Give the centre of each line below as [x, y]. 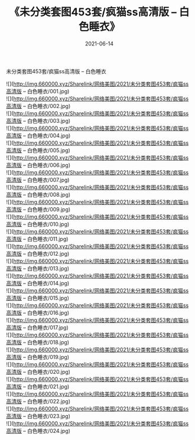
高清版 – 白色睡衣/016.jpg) [38, 312]
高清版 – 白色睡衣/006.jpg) [38, 165]
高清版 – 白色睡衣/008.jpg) [38, 194]
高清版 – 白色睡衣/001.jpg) [38, 91]
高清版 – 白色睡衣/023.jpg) [38, 416]
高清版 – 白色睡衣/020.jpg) [38, 371]
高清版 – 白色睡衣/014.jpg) [38, 283]
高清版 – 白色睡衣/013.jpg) [38, 268]
